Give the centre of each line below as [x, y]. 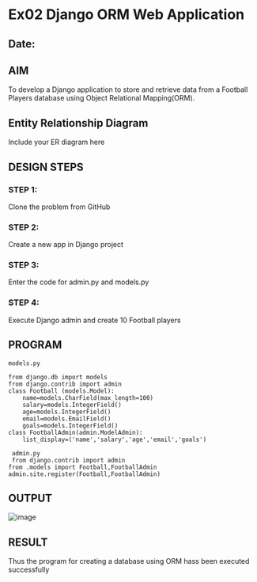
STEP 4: [24, 302]
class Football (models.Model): [61, 391]
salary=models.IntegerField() [72, 405]
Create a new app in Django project [66, 245]
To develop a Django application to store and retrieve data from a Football [128, 89]
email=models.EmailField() [67, 418]
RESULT [28, 542]
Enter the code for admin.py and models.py [79, 282]
